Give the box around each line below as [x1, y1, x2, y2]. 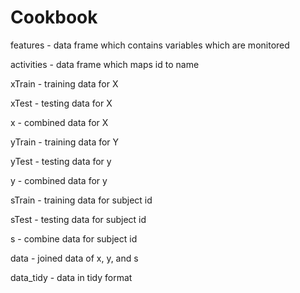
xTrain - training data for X [10, 77, 119, 90]
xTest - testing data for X [10, 97, 113, 109]
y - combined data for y [10, 174, 108, 186]
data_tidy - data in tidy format [10, 271, 133, 283]
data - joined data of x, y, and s [10, 252, 139, 264]
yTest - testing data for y [10, 155, 112, 167]
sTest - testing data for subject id [10, 213, 147, 225]
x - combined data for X [10, 116, 109, 128]
